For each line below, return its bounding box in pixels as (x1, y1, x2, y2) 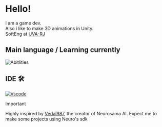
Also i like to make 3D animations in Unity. (5, 25, 94, 31)
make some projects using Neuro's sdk (5, 116, 88, 122)
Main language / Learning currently (5, 45, 120, 54)
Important (5, 100, 26, 107)
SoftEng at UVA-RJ (5, 31, 45, 37)
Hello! (5, 3, 31, 15)
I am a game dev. (5, 20, 42, 26)
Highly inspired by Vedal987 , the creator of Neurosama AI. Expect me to (5, 110, 157, 116)
